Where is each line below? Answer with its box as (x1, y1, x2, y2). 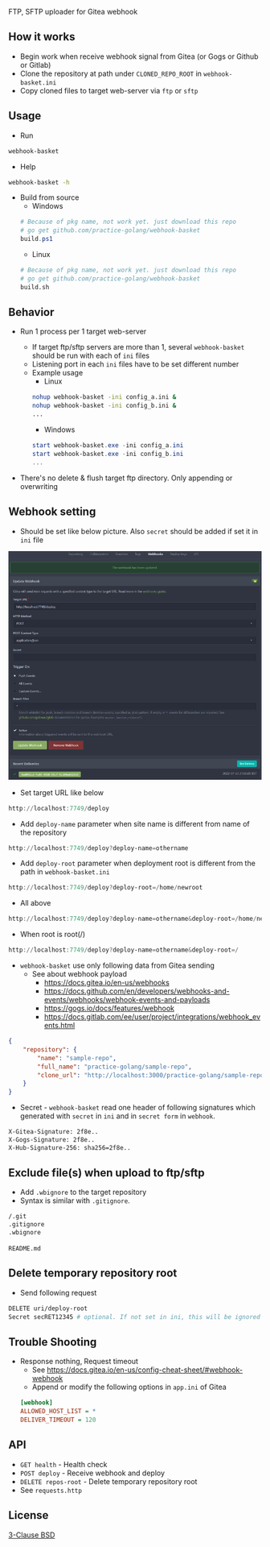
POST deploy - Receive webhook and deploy (19, 1468, 166, 1478)
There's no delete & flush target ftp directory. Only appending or (19, 473, 233, 483)
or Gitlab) (19, 60, 51, 69)
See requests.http (19, 1485, 83, 1495)
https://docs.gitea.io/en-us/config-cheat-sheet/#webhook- (47, 1365, 243, 1375)
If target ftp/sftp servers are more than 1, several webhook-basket (31, 342, 245, 352)
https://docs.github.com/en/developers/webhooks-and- (43, 986, 231, 996)
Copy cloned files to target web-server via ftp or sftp (19, 85, 198, 95)
